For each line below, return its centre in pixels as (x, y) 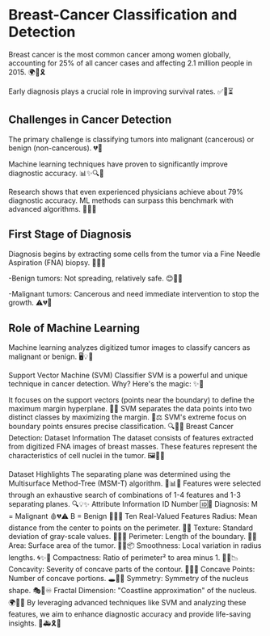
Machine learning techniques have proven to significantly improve (118, 164)
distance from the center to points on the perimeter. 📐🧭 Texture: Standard (131, 528)
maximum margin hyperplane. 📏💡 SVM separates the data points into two (130, 409)
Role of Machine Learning (74, 328)
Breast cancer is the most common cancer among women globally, (120, 54)
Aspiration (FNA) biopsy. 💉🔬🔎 (57, 262)
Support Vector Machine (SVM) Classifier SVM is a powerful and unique (128, 375)
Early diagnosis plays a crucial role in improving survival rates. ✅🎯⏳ (121, 91)
